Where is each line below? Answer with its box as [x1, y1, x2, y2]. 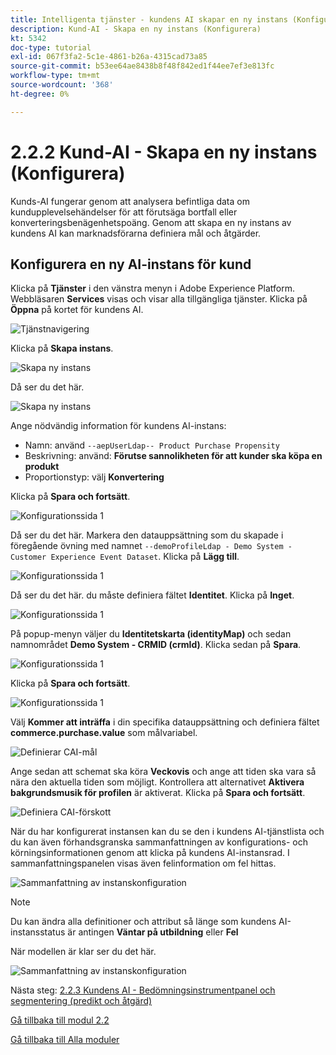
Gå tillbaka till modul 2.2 [10, 1014, 110, 1026]
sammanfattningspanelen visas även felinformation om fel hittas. [10, 857, 277, 870]
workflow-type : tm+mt [10, 71, 101, 81]
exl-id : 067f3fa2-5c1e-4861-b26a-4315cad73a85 [10, 52, 208, 62]
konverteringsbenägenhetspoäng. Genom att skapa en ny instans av [10, 216, 292, 228]
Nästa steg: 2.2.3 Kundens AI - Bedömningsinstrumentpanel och [10, 984, 276, 996]
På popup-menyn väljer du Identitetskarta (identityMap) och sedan [10, 628, 292, 640]
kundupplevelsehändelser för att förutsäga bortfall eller [10, 206, 238, 218]
